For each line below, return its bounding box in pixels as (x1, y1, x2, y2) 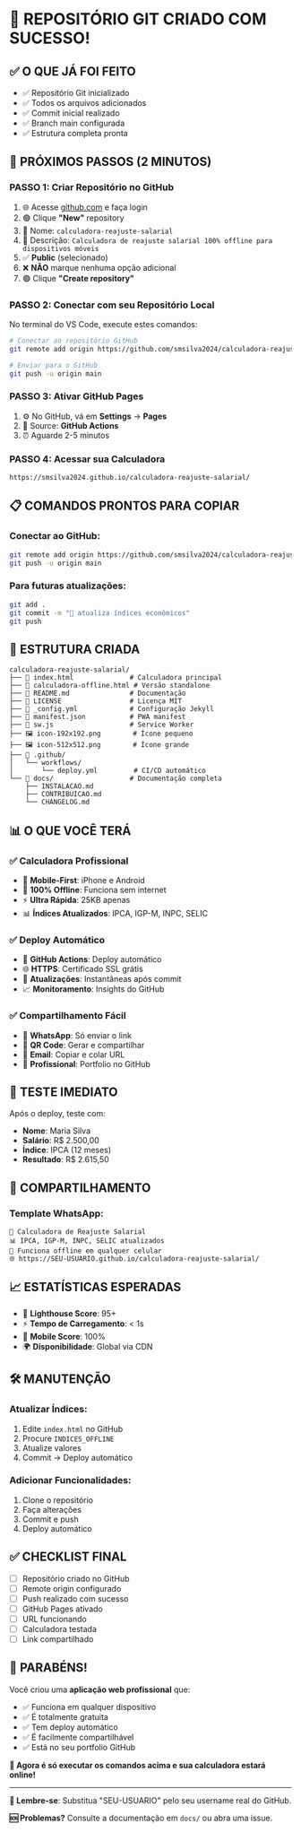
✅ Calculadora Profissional (9, 855, 129, 867)
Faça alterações (21, 1504, 82, 1515)
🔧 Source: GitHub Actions (21, 420, 119, 430)
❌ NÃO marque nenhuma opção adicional (21, 262, 176, 273)
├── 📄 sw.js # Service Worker (9, 720, 194, 730)
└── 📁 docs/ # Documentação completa (9, 774, 222, 784)
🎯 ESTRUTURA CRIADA (9, 641, 141, 656)
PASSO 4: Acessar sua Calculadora (9, 453, 166, 465)
